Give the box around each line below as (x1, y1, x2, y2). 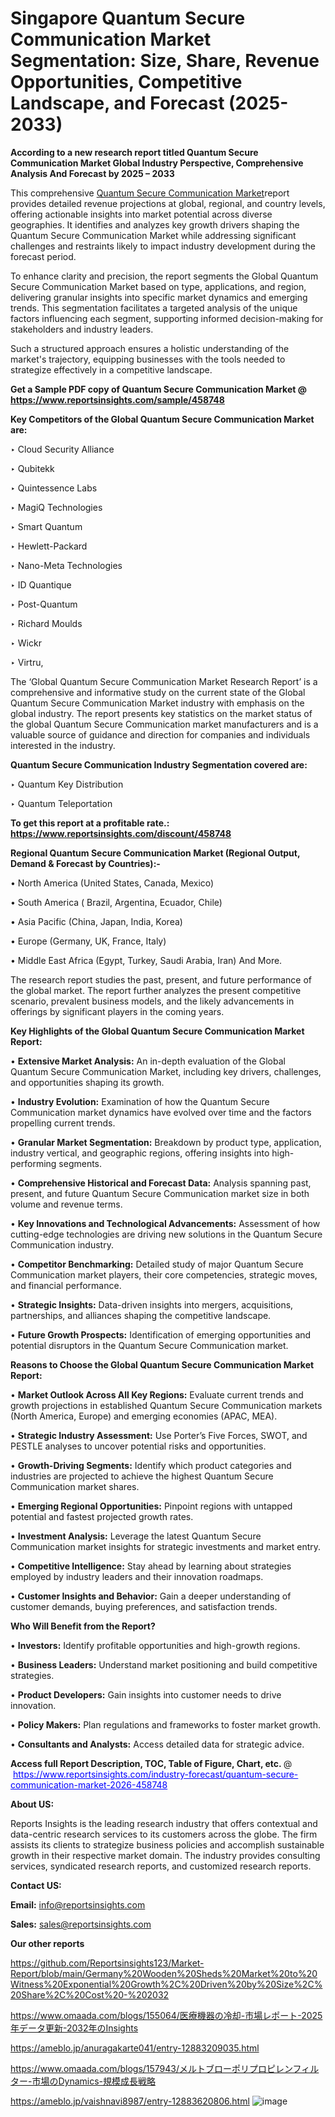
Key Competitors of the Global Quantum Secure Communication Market (10, 413, 315, 425)
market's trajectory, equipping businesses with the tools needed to (10, 353, 286, 365)
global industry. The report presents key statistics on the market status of (10, 707, 313, 719)
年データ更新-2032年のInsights (10, 2022, 139, 2034)
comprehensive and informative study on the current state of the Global (10, 686, 306, 698)
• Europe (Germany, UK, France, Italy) (10, 935, 167, 947)
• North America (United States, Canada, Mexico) (10, 877, 215, 889)
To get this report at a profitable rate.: (10, 817, 170, 829)
